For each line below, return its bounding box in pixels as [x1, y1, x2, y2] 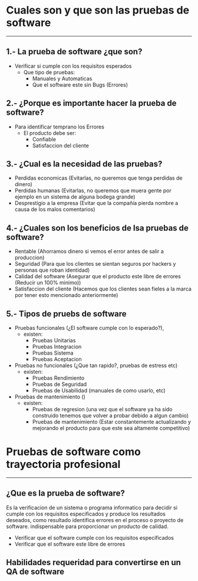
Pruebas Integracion [32, 343, 82, 350]
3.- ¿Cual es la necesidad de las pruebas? [6, 159, 163, 169]
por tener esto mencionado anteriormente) [14, 292, 118, 299]
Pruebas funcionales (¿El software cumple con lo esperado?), [14, 325, 164, 331]
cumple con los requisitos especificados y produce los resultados [6, 510, 166, 517]
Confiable [32, 136, 56, 143]
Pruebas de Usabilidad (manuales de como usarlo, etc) [32, 387, 166, 394]
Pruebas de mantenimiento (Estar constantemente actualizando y [32, 418, 192, 425]
